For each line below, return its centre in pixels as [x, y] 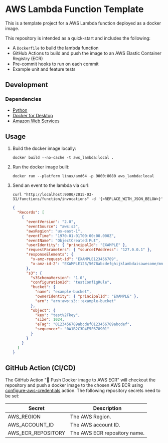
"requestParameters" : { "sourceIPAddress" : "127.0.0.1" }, [89, 250]
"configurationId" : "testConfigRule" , [71, 282]
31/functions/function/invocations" [51, 199]
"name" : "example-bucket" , [63, 292]
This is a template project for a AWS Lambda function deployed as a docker [83, 23]
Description [107, 408]
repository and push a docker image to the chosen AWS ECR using [74, 385]
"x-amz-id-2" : [45, 264]
